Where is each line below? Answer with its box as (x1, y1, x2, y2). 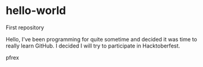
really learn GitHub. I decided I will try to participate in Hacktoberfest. (6, 42, 180, 49)
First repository (6, 24, 44, 31)
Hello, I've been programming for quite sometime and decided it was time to (6, 35, 197, 43)
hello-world (6, 4, 67, 18)
